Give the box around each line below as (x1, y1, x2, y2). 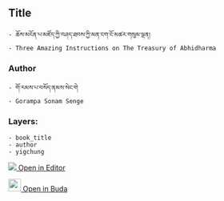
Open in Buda (22, 184, 68, 194)
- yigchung (8, 148, 45, 156)
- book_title (8, 134, 52, 143)
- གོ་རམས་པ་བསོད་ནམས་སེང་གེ (8, 84, 78, 92)
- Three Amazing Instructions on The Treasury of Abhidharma (8, 44, 217, 52)
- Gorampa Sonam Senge (8, 98, 84, 106)
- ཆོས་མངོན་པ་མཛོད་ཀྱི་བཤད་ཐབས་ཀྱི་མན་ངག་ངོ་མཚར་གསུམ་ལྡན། (8, 30, 150, 38)
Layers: (8, 116, 38, 127)
